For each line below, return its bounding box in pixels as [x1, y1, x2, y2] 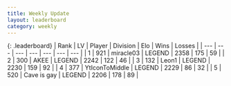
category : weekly [7, 23, 57, 30]
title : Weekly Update [7, 10, 70, 17]
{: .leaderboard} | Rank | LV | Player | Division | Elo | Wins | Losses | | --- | [7, 42, 216, 50]
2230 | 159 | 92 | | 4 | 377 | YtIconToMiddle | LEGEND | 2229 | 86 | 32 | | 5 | [7, 63, 221, 72]
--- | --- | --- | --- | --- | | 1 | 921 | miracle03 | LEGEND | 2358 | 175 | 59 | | [15, 49, 225, 57]
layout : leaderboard [7, 17, 67, 23]
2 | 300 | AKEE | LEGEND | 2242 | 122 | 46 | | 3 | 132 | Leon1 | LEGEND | [7, 56, 211, 65]
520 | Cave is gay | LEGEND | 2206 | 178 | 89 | [7, 71, 139, 79]
